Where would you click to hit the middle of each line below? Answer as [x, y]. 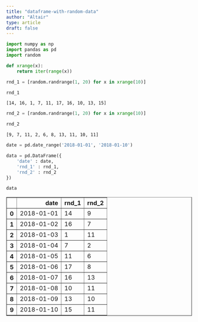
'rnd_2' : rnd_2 [37, 172]
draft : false [22, 28]
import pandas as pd [32, 50]
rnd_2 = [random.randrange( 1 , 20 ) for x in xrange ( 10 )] [76, 114]
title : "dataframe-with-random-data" [52, 11]
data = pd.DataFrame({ [34, 156]
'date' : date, [35, 161]
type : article [24, 22]
